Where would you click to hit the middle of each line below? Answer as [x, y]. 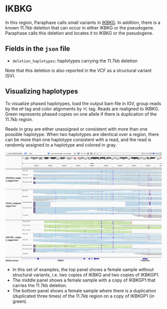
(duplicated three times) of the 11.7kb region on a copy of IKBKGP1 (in [83, 296]
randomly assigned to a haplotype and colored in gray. [61, 145]
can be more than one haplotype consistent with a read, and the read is [78, 140]
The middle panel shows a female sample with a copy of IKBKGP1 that [84, 280]
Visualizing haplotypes [42, 91]
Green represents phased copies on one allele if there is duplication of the [81, 114]
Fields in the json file [38, 49]
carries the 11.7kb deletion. [40, 286]
